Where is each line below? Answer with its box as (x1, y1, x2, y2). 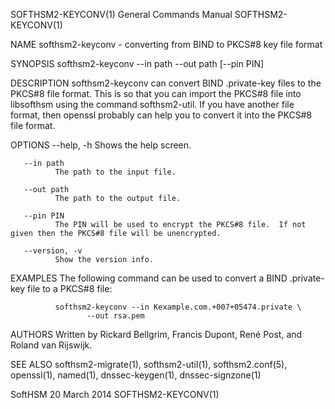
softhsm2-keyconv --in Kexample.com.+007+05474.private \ (54, 302, 302, 312)
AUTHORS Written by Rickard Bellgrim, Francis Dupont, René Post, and (10, 329, 303, 340)
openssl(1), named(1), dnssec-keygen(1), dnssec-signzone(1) (10, 369, 262, 381)
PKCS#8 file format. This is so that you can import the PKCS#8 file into (10, 88, 302, 99)
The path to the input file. (54, 167, 177, 177)
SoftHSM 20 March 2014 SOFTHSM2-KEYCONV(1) (10, 389, 220, 400)
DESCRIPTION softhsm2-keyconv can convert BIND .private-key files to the (10, 77, 322, 89)
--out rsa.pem (86, 311, 145, 321)
